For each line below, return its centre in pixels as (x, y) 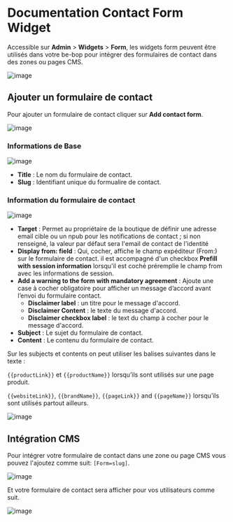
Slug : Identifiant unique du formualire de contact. (89, 182)
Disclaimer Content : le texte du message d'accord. (103, 311)
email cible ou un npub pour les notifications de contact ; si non (109, 236)
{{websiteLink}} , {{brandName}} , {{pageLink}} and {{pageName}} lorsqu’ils (113, 396)
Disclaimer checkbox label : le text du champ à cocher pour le (118, 318)
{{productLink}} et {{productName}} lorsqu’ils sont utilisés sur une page (111, 375)
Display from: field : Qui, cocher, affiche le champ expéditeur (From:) (117, 251)
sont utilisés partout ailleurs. (48, 403)
